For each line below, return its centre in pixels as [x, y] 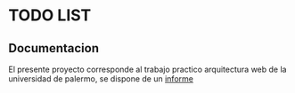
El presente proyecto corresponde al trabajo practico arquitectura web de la [147, 69]
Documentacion [54, 48]
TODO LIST [50, 15]
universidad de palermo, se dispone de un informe [101, 79]
